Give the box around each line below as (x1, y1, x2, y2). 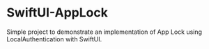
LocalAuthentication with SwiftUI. (6, 35, 102, 43)
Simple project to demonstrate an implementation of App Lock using (6, 28, 203, 36)
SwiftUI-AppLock (6, 5, 109, 21)
